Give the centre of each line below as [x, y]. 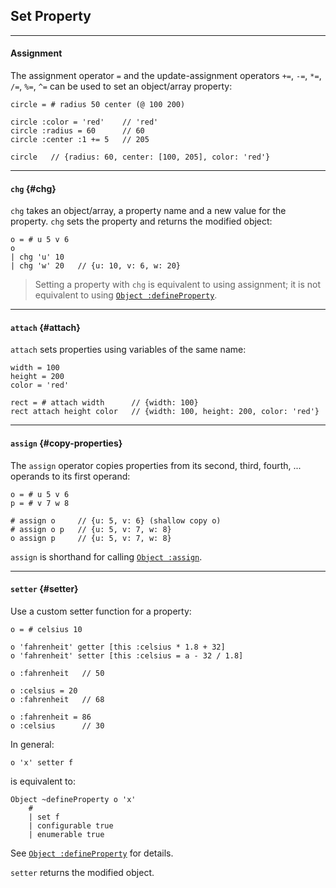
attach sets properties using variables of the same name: [128, 350]
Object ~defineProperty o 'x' [73, 799]
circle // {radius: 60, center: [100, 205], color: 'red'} [140, 157]
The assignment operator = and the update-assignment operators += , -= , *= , [166, 76]
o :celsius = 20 [44, 690]
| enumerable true [66, 834]
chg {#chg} [33, 188]
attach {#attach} [45, 327]
